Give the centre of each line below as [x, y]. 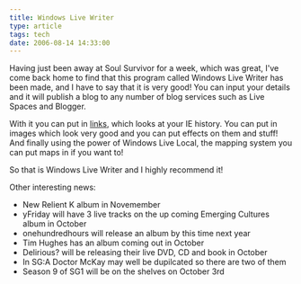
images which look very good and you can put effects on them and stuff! [144, 133]
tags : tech [30, 34]
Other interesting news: [53, 187]
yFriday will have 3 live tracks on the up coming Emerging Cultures [146, 214]
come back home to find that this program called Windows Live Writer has [146, 78]
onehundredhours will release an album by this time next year [137, 234]
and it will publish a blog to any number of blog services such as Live [137, 97]
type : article [36, 26]
